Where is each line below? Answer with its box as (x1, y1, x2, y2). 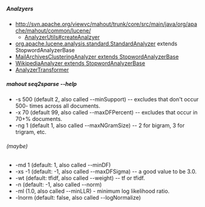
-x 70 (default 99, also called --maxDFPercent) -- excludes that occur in (15, 108, 198, 116)
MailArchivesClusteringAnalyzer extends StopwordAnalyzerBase (15, 53, 179, 60)
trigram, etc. (15, 128, 47, 135)
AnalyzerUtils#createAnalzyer (24, 33, 100, 41)
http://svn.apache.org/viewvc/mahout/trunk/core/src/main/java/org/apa (15, 20, 198, 28)
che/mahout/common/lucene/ (15, 26, 91, 34)
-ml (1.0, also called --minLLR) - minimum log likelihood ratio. (15, 187, 170, 195)
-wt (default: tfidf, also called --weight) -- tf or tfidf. (15, 174, 145, 182)
